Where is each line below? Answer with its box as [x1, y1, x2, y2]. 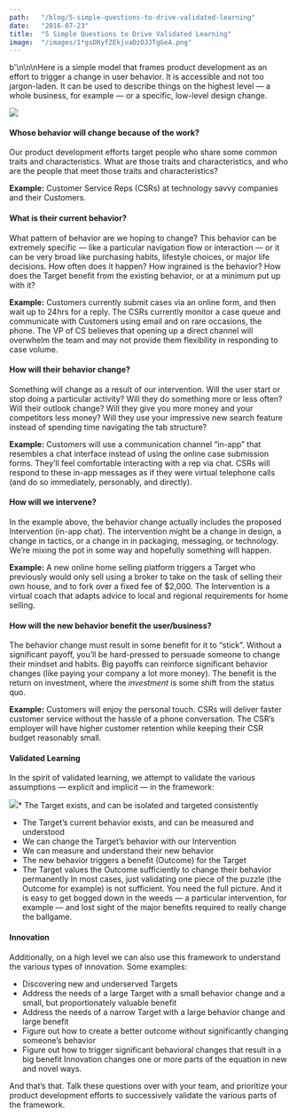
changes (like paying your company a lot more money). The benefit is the [9, 668, 277, 679]
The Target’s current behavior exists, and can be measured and [21, 817, 254, 828]
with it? [9, 279, 35, 290]
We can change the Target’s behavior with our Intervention [21, 836, 237, 847]
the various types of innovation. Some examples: [9, 961, 188, 971]
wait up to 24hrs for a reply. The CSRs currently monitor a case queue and [9, 306, 281, 317]
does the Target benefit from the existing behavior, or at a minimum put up [9, 270, 281, 280]
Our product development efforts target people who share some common [9, 147, 277, 158]
